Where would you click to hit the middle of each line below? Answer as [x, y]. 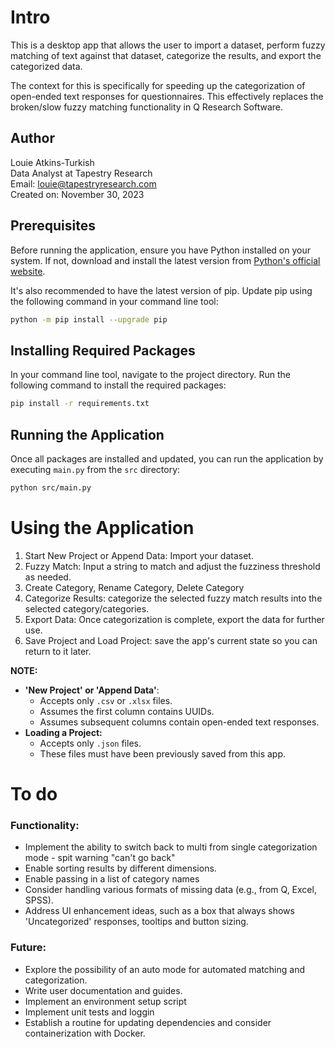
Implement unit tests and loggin [89, 1012]
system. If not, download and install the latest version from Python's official [165, 260]
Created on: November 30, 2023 [77, 194]
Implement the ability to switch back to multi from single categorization [171, 847]
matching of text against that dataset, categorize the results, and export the [166, 55]
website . [28, 271]
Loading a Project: [63, 732]
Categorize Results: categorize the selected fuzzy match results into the [173, 598]
